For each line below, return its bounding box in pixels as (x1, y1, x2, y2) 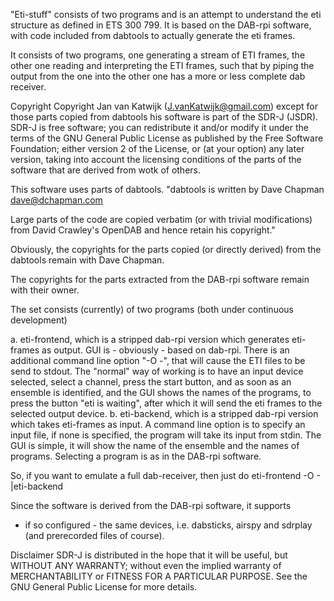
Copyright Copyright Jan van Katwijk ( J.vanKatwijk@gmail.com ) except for (10, 100, 318, 112)
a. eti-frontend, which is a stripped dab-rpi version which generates (10, 334, 290, 345)
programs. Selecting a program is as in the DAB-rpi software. (10, 450, 262, 462)
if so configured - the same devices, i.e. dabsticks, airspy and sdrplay (24, 519, 313, 531)
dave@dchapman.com (10, 194, 103, 206)
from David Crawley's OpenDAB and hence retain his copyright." (10, 224, 276, 236)
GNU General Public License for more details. (10, 581, 198, 593)
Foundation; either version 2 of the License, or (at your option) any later (10, 143, 305, 154)
